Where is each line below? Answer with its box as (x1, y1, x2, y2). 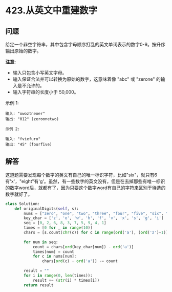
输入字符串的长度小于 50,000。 (12, 89, 79, 95)
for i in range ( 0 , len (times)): (24, 273, 93, 278)
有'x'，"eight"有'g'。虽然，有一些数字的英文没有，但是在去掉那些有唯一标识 (5, 178, 165, 184)
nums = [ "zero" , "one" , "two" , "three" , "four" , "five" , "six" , (24, 211, 164, 216)
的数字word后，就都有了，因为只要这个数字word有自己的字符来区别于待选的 (5, 185, 166, 191)
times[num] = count (32, 249, 74, 254)
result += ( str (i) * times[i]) (32, 278, 100, 283)
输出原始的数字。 (5, 48, 41, 54)
